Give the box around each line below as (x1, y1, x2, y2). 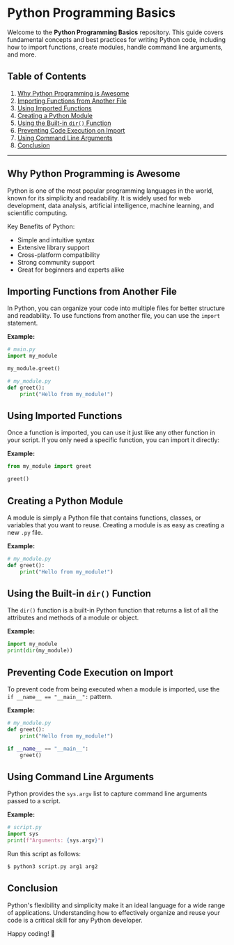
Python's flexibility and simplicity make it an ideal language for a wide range (7, 901, 225, 909)
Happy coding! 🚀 (7, 929, 56, 937)
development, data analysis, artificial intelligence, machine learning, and (7, 201, 214, 210)
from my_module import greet (7, 463, 92, 470)
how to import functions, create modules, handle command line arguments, (7, 43, 223, 51)
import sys (7, 830, 39, 837)
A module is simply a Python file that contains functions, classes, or (7, 513, 201, 522)
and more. (7, 50, 37, 59)
